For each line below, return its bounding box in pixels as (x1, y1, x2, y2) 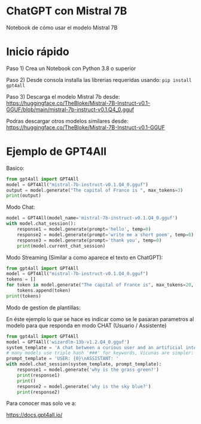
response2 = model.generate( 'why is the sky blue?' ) (17, 383, 151, 389)
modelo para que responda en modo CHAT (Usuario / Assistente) (6, 322, 167, 329)
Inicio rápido (6, 45, 70, 59)
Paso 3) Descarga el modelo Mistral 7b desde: (6, 93, 120, 100)
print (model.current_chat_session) (17, 243, 106, 249)
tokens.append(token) (17, 288, 71, 294)
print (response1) (17, 372, 60, 378)
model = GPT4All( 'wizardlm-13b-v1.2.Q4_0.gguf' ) (6, 339, 130, 345)
